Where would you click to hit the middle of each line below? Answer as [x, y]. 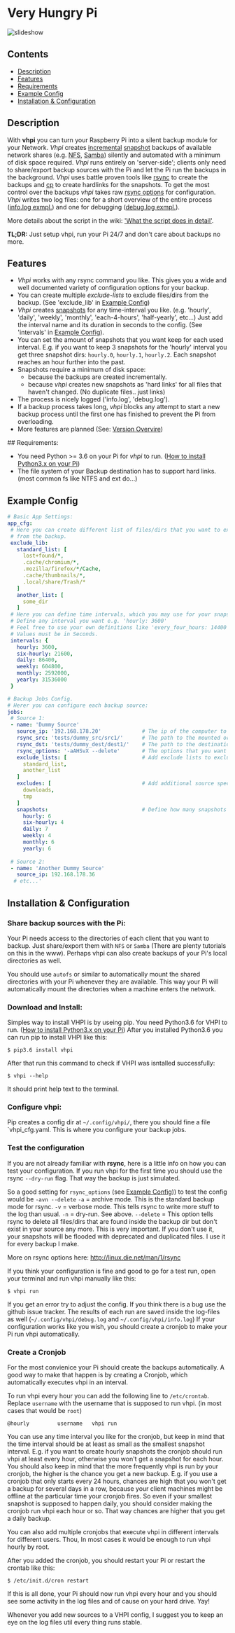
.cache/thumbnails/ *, [54, 576]
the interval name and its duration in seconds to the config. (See [110, 325]
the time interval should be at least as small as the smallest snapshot [106, 1444]
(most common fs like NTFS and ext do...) [77, 478]
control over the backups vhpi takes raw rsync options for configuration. [112, 192]
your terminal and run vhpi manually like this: [72, 1278]
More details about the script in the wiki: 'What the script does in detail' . [111, 220]
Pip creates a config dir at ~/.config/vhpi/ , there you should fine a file [109, 1122]
